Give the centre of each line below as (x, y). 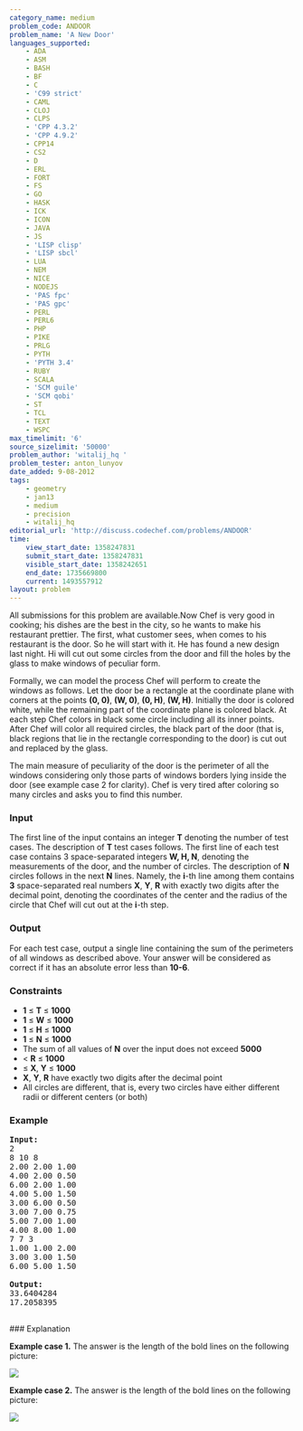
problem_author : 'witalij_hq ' (68, 455)
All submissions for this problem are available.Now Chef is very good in (142, 615)
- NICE (38, 279)
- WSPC (38, 430)
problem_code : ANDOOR (50, 26)
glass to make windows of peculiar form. (85, 663)
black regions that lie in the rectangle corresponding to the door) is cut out (148, 739)
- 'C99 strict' (54, 93)
